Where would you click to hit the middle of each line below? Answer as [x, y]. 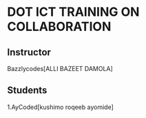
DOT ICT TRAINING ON [73, 12]
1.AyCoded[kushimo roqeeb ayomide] [60, 107]
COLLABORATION [59, 27]
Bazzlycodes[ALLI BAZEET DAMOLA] [60, 69]
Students [27, 90]
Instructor [29, 52]
